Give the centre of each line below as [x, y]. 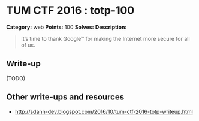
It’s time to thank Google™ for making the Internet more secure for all [105, 38]
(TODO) [16, 78]
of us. [28, 45]
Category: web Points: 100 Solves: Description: [67, 27]
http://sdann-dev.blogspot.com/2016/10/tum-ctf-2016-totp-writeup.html [104, 111]
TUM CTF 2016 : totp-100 [70, 10]
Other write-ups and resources [65, 97]
